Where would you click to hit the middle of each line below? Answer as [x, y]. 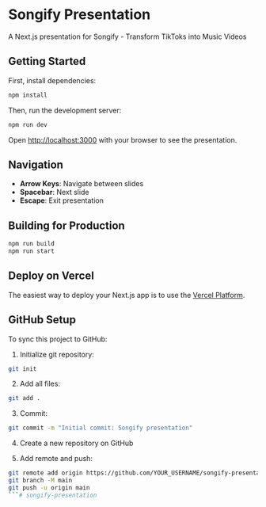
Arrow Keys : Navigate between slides [82, 184]
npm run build [32, 244]
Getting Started [47, 61]
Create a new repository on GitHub [76, 443]
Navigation [36, 164]
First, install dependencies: [52, 80]
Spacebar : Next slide [54, 193]
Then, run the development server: [65, 110]
